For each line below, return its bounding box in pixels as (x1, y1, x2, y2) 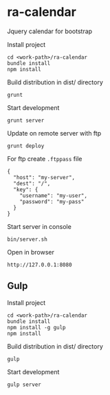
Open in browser (7, 248, 55, 256)
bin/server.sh (7, 236, 48, 243)
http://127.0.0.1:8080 (7, 261, 72, 268)
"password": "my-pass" (19, 198, 85, 205)
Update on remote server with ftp (7, 129, 102, 137)
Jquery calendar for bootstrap (7, 27, 93, 35)
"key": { (13, 186, 38, 193)
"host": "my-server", (13, 174, 76, 181)
